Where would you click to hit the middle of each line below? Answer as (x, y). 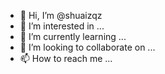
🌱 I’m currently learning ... (73, 36)
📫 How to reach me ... (66, 58)
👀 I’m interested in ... (62, 26)
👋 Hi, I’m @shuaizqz (61, 15)
